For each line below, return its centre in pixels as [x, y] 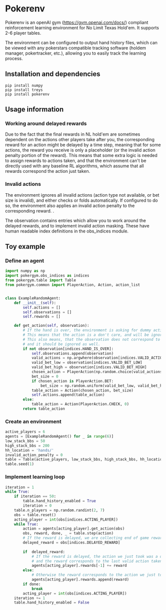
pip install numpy [24, 85]
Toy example [25, 247]
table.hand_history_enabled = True [60, 501]
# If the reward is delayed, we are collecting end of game [86, 538]
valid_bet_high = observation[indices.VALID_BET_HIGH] [89, 367]
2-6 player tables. [23, 33]
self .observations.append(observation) [72, 353]
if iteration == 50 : [35, 496]
